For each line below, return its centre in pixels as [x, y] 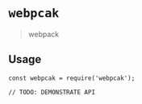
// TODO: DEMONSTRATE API [52, 92]
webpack [43, 34]
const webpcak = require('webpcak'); [72, 78]
